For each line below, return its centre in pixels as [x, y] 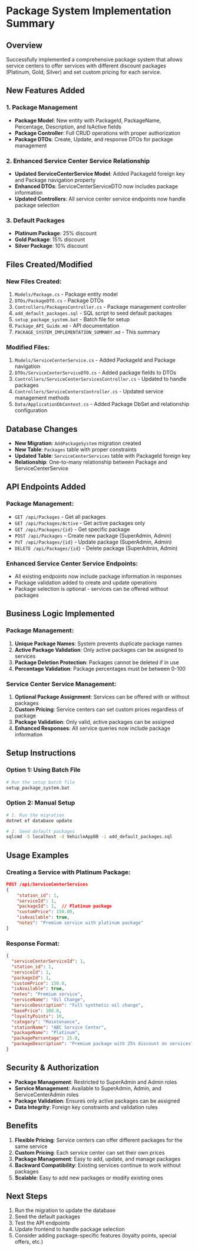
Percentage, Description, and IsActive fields [68, 127]
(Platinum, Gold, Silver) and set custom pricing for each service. [84, 72]
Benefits [22, 1126]
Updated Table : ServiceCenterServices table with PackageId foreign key [103, 456]
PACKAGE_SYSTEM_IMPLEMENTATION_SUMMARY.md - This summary [87, 332]
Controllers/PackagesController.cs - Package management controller [100, 306]
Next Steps [27, 1196]
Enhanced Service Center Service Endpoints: [72, 563]
